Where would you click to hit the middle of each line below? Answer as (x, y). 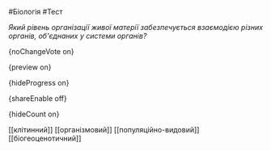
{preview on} (30, 67)
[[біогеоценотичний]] (45, 138)
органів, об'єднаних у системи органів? (78, 36)
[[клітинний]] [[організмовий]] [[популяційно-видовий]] (104, 130)
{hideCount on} (34, 114)
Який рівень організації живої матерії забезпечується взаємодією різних (136, 27)
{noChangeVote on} (41, 51)
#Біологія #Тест (36, 12)
